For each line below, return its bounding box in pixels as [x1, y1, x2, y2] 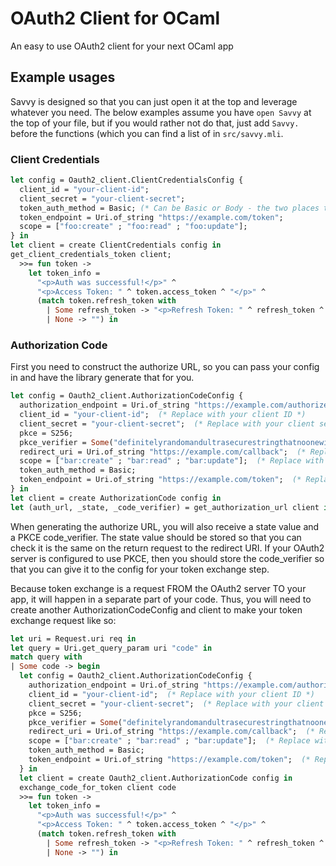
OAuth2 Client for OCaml [10, 7, 221, 30]
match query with [10, 652, 83, 662]
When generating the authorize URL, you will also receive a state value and [10, 520, 320, 532]
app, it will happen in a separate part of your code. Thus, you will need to [10, 593, 312, 605]
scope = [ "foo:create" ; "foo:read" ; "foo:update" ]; [19, 222, 248, 232]
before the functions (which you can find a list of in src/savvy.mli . [10, 127, 284, 139]
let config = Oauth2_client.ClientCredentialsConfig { [10, 175, 244, 186]
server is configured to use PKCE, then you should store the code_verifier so [10, 552, 325, 564]
